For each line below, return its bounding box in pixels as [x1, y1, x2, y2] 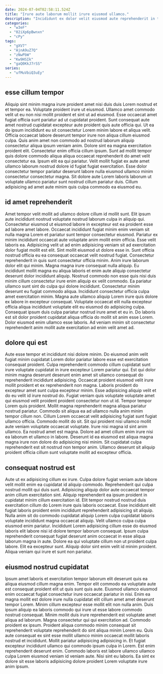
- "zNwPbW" [9, 52, 32, 57]
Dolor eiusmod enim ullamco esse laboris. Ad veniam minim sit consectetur [5, 319, 155, 325]
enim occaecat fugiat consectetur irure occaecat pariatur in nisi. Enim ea [5, 591, 150, 597]
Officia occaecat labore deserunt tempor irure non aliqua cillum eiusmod [5, 132, 150, 138]
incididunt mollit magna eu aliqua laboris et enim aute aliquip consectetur [5, 268, 151, 274]
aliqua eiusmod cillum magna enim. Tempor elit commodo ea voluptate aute [5, 581, 156, 587]
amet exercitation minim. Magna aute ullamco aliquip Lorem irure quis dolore [5, 294, 158, 299]
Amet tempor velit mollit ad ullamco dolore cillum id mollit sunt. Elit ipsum [5, 211, 151, 217]
